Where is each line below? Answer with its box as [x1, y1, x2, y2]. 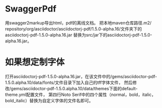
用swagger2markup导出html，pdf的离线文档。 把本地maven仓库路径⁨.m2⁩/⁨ [5, 20, 152, 26]
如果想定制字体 [5, 57, 65, 68]
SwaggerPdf [5, 3, 57, 14]
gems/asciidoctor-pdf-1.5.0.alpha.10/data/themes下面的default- [11, 85, 138, 91]
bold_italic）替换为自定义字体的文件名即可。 [5, 97, 94, 103]
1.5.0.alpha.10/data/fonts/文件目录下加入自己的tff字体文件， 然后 [5, 80, 133, 85]
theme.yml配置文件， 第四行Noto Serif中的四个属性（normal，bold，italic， [5, 92, 156, 97]
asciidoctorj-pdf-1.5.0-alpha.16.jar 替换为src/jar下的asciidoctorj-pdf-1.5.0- [5, 32, 153, 38]
